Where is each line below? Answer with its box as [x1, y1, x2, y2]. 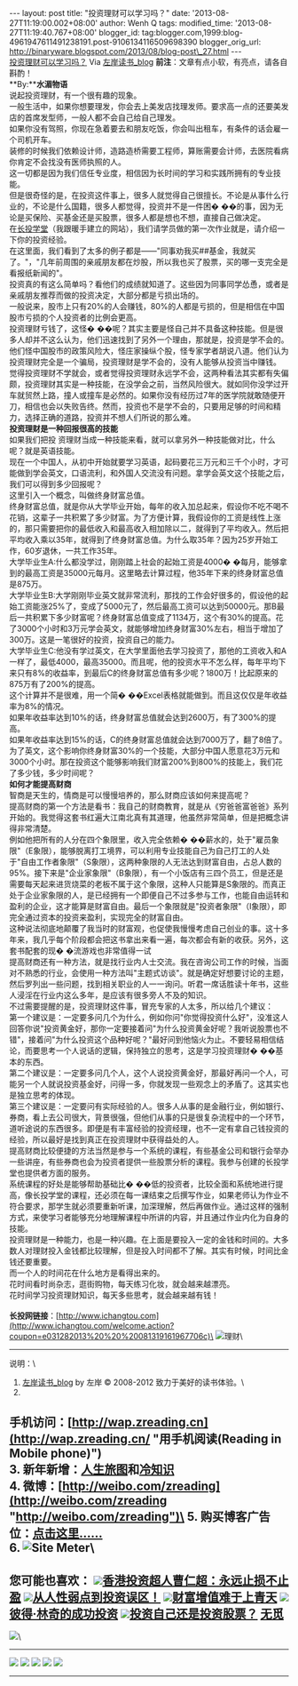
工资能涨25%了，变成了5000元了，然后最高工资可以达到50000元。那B [16, 601, 278, 611]
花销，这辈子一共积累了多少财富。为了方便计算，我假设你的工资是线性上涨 [9, 512, 281, 523]
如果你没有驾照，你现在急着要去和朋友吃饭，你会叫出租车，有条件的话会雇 [9, 124, 281, 133]
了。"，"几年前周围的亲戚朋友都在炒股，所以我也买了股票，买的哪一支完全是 [9, 257, 289, 267]
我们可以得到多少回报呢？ [9, 479, 103, 489]
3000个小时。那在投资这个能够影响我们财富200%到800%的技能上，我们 [9, 756, 276, 767]
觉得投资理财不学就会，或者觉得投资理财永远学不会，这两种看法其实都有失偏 [9, 368, 289, 378]
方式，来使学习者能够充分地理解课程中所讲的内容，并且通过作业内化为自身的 [9, 1212, 289, 1222]
